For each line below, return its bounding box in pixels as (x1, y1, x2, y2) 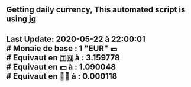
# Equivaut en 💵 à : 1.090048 (6, 62, 116, 72)
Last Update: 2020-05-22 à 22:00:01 (6, 34, 146, 44)
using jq (6, 14, 37, 24)
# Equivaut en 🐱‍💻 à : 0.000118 (6, 71, 118, 81)
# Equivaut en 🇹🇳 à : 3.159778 (6, 53, 120, 63)
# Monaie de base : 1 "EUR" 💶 (6, 43, 118, 53)
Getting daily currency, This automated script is (6, 5, 186, 15)
